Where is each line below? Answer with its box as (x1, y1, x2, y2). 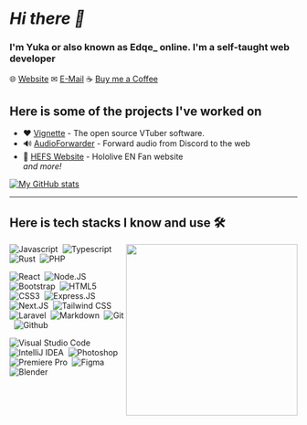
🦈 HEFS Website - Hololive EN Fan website (22, 151, 184, 163)
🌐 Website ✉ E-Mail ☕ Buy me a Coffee (9, 73, 158, 85)
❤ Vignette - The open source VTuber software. (22, 128, 206, 139)
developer (9, 52, 57, 65)
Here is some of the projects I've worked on (9, 103, 262, 119)
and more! (22, 161, 62, 172)
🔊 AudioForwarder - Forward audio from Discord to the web (22, 138, 251, 149)
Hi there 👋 (9, 8, 85, 29)
